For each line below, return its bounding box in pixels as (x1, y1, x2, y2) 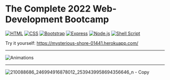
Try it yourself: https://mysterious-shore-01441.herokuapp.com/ (5, 40, 139, 46)
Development (5, 14, 63, 25)
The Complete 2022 (5, 3, 91, 15)
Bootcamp (65, 14, 109, 25)
